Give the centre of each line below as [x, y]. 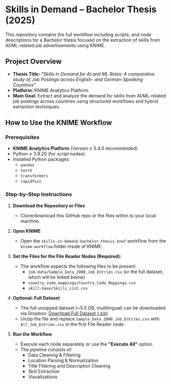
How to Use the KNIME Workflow [59, 123]
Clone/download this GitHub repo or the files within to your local [88, 215]
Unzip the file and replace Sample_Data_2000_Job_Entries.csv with [90, 318]
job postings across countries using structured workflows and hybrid [85, 101]
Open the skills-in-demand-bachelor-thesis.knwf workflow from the [93, 241]
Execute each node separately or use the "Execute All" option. [87, 344]
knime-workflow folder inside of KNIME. [61, 246]
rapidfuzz [31, 181]
